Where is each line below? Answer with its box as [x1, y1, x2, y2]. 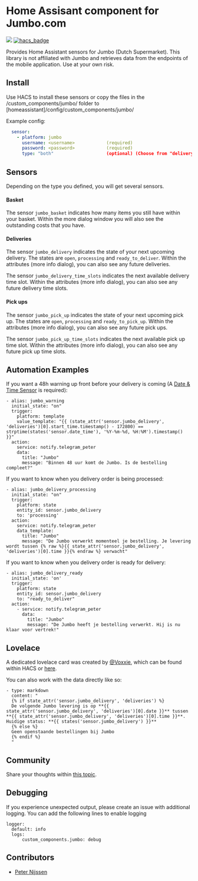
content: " [11, 693, 38, 699]
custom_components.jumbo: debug [21, 836, 101, 843]
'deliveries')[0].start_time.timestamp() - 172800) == [6, 424, 144, 430]
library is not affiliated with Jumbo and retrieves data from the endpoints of [6, 54, 189, 61]
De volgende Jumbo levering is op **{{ [11, 703, 110, 709]
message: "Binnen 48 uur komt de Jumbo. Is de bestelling [21, 460, 167, 466]
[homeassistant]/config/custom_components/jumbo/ [6, 106, 134, 113]
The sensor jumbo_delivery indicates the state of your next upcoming [6, 249, 175, 256]
